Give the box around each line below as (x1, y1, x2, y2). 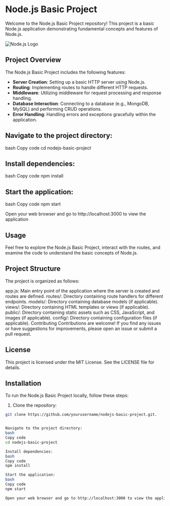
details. (5, 364, 21, 371)
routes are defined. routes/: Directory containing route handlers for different (5, 293, 163, 299)
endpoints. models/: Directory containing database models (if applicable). (5, 298, 159, 305)
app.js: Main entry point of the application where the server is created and (5, 287, 160, 294)
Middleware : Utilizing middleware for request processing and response (12, 90, 162, 96)
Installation (5, 379, 41, 388)
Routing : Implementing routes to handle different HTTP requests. (12, 84, 148, 90)
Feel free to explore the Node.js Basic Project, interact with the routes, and (5, 244, 161, 250)
